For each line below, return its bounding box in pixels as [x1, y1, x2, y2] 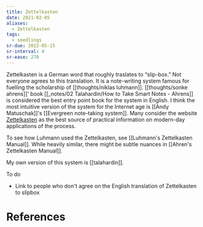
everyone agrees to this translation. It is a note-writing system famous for [6, 77, 190, 84]
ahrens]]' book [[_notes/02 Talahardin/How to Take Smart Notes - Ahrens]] [6, 90, 194, 97]
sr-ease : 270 [6, 54, 39, 60]
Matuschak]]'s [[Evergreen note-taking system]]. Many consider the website [6, 109, 198, 117]
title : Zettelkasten [6, 8, 59, 15]
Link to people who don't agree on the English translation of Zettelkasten [15, 182, 197, 189]
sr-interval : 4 [6, 49, 45, 55]
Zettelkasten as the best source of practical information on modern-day [6, 116, 185, 123]
